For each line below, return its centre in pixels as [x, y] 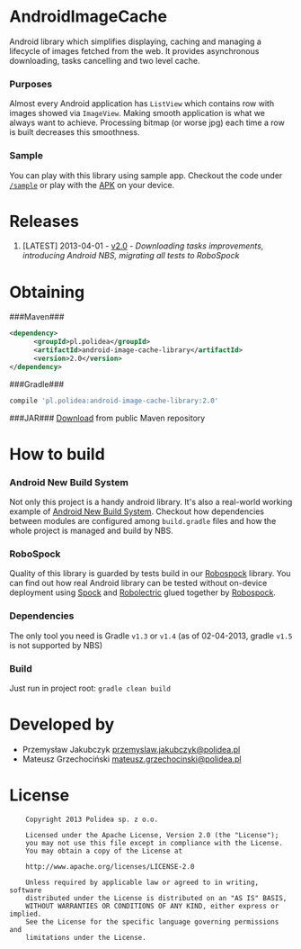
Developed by [62, 724]
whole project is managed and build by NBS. [91, 531]
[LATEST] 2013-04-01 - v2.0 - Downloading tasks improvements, [143, 246]
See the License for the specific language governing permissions [152, 922]
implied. [26, 914]
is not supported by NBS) [56, 645]
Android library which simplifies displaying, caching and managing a [136, 41]
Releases [44, 221]
